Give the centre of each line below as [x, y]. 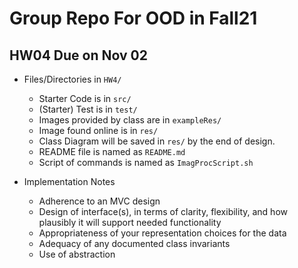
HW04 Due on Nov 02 [78, 55]
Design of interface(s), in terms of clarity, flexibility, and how [163, 211]
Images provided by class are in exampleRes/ [130, 120]
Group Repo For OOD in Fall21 [133, 18]
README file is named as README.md [112, 151]
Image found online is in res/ [98, 130]
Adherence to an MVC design [99, 201]
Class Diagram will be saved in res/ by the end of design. [157, 141]
